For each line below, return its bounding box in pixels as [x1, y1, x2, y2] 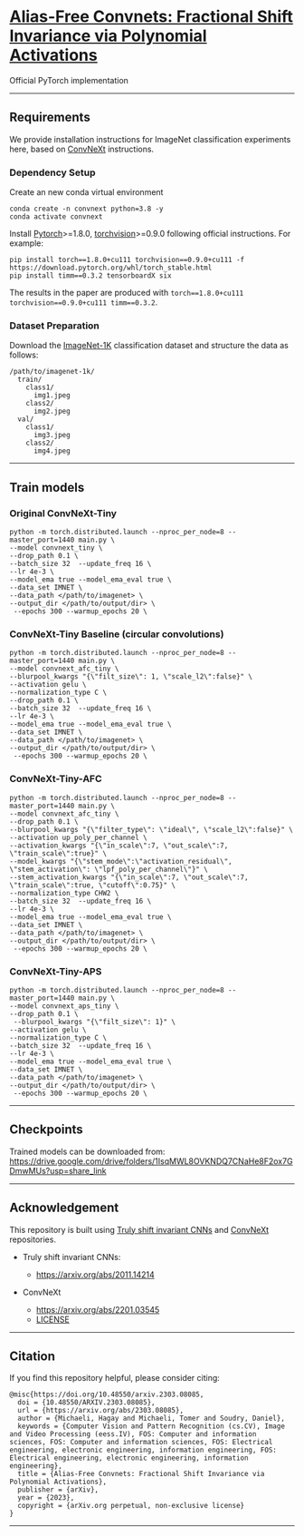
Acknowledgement [9, 1200, 119, 1216]
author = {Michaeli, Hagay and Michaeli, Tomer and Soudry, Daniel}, [17, 1414, 285, 1423]
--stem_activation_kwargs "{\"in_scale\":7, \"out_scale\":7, [9, 873, 249, 882]
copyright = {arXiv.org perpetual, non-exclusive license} [17, 1502, 245, 1511]
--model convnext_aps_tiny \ [9, 1001, 119, 1011]
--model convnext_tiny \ [9, 543, 103, 553]
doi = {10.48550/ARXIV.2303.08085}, [17, 1398, 156, 1407]
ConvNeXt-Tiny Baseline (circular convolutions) [9, 628, 224, 641]
